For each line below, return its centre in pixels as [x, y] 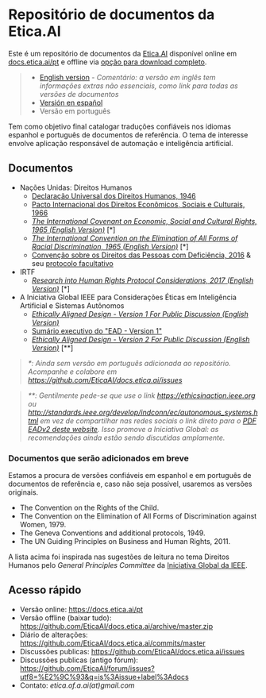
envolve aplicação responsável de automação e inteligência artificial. [121, 143]
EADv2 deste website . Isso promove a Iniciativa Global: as [123, 429]
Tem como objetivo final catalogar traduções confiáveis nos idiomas [120, 126]
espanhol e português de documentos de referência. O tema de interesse [128, 135]
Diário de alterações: [54, 634]
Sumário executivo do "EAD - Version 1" [97, 330]
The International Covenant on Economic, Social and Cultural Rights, [145, 221]
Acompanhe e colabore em [72, 372]
